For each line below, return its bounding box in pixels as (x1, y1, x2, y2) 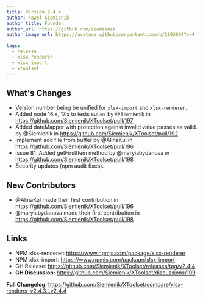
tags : (6, 43, 20, 49)
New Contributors (6, 180, 76, 190)
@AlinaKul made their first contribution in (15, 196, 119, 204)
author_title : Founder (6, 20, 64, 26)
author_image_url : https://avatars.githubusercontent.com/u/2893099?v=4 (6, 32, 195, 38)
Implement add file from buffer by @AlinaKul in (15, 137, 133, 144)
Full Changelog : (6, 280, 47, 288)
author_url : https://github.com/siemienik (6, 26, 116, 32)
